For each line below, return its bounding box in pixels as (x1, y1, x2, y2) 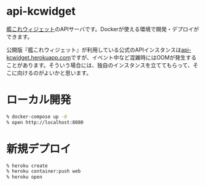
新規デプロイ (6, 142, 72, 156)
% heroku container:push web (6, 168, 81, 174)
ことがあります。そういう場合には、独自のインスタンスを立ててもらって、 (6, 61, 193, 69)
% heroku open (6, 174, 43, 180)
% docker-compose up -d (6, 114, 68, 120)
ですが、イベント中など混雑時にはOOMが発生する (70, 53, 197, 61)
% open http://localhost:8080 (6, 119, 84, 125)
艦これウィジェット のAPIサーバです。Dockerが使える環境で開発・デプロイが (6, 25, 199, 33)
